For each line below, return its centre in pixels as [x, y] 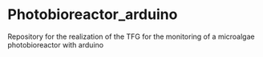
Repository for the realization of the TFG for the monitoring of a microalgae [131, 36]
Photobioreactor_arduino [93, 15]
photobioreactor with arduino [56, 44]
